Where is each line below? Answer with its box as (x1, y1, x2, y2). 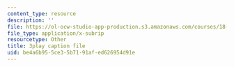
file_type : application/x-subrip (7, 29, 104, 37)
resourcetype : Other (7, 36, 68, 43)
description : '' (7, 17, 54, 24)
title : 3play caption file (7, 43, 86, 50)
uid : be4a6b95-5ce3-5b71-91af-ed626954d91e (7, 50, 136, 57)
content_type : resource (7, 10, 77, 17)
